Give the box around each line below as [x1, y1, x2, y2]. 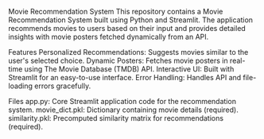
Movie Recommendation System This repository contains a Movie [8, 7, 223, 16]
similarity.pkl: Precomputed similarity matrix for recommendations [8, 114, 224, 122]
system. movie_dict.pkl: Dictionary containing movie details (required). [8, 105, 239, 114]
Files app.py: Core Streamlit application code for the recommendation [8, 97, 237, 106]
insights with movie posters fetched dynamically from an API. [8, 32, 209, 41]
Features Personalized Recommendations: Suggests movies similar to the [8, 48, 249, 56]
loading [8, 81, 33, 91]
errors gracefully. [34, 81, 91, 91]
